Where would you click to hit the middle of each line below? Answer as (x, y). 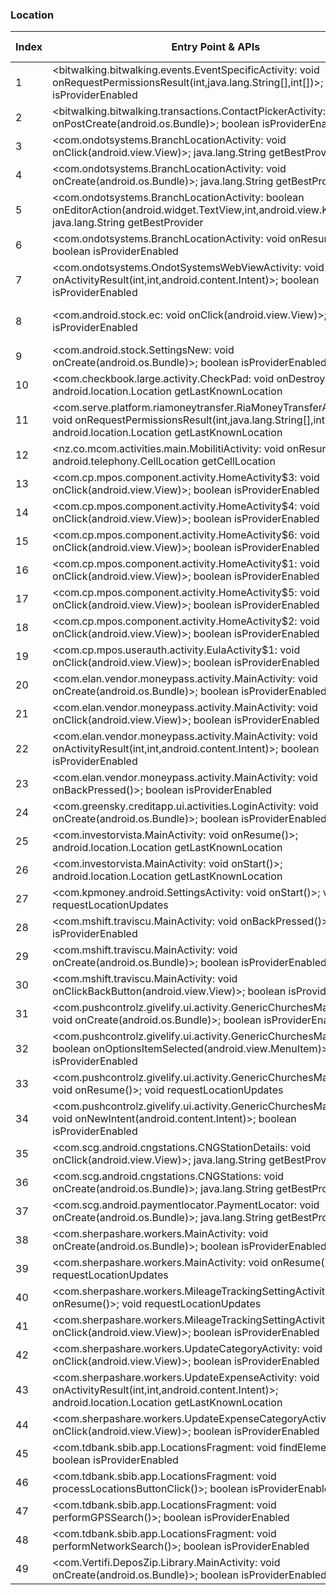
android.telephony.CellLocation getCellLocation (164, 461)
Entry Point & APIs (216, 47)
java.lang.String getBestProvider (128, 223)
